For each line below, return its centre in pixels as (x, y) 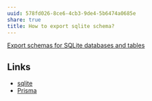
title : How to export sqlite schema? (61, 26)
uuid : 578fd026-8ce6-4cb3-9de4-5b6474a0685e (72, 13)
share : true (24, 20)
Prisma (27, 91)
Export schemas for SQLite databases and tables (76, 46)
